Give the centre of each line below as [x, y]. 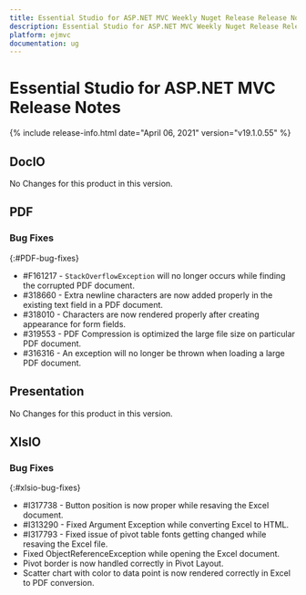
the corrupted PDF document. [78, 285]
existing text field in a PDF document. [93, 304]
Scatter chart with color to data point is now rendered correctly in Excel [157, 573]
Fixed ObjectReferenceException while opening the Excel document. [151, 554]
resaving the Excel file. [65, 544]
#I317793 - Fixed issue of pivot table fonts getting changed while [144, 535]
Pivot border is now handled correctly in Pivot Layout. [123, 564]
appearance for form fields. [74, 323]
